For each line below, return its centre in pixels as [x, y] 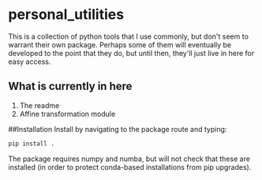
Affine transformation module [67, 114]
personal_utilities [66, 15]
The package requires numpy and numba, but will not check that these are [129, 159]
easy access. [30, 62]
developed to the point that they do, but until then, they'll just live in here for [131, 53]
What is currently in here [70, 86]
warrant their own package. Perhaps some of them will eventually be [120, 44]
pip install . [32, 144]
